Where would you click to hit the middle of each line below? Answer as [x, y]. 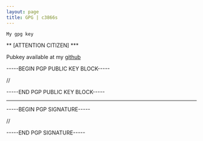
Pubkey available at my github [43, 57]
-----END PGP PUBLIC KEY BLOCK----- [56, 92]
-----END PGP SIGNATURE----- [46, 133]
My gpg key [20, 34]
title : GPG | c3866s [32, 17]
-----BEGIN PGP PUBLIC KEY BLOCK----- [58, 68]
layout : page [23, 12]
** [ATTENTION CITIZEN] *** [43, 45]
